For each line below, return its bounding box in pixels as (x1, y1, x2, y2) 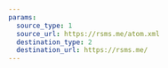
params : (8, 12, 37, 22)
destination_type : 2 (16, 37, 92, 47)
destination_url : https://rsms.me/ (16, 46, 148, 55)
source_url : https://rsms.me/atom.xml (16, 29, 161, 38)
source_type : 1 (16, 21, 73, 30)
